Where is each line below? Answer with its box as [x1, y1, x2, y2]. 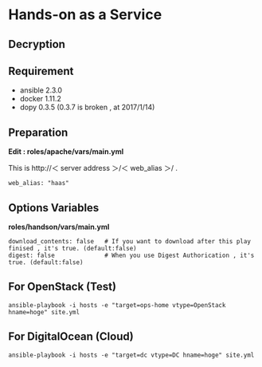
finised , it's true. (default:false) [8, 245, 137, 253]
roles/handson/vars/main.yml [8, 222, 110, 232]
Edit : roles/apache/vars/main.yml [8, 147, 124, 156]
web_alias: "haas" [8, 180, 69, 187]
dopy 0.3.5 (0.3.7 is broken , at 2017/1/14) [19, 102, 155, 112]
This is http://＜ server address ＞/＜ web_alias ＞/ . [8, 164, 178, 173]
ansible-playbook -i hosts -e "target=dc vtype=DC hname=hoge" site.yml [8, 351, 255, 359]
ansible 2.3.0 [19, 85, 62, 95]
